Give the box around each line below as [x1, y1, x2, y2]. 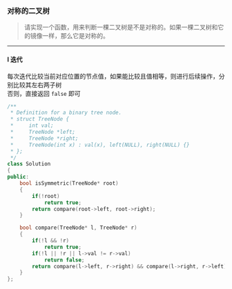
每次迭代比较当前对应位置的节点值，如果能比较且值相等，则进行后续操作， [7, 72, 219, 80]
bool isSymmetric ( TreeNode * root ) [19, 180, 119, 187]
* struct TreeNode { [10, 116, 70, 123]
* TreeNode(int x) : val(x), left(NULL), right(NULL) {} [10, 141, 190, 148]
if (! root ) [32, 192, 60, 199]
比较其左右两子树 [12, 81, 62, 89]
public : [7, 174, 30, 181]
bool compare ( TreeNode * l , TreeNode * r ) [19, 224, 137, 232]
